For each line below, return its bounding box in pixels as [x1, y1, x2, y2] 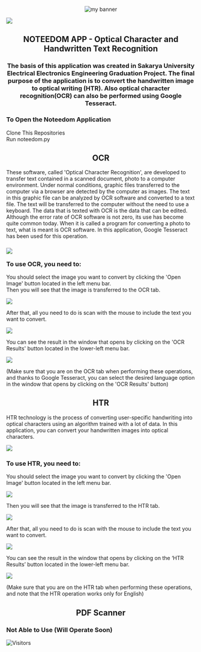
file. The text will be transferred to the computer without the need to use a [6, 201, 189, 208]
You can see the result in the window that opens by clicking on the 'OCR [6, 338, 185, 346]
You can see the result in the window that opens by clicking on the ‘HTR [6, 555, 184, 562]
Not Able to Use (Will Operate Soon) [6, 626, 113, 634]
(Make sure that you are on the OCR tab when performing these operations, [6, 368, 193, 375]
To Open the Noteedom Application [6, 115, 111, 124]
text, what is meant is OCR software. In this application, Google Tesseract [6, 226, 188, 234]
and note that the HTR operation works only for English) [6, 590, 144, 597]
